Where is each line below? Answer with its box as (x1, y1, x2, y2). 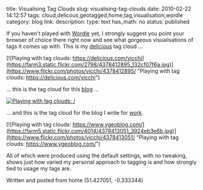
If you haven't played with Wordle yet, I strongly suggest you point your (6, 30, 185, 37)
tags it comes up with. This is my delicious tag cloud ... (6, 42, 144, 50)
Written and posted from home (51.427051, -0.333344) (6, 177, 144, 184)
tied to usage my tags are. (6, 165, 72, 172)
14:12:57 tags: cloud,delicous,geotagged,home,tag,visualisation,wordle (6, 12, 184, 19)
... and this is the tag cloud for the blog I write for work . (6, 109, 144, 116)
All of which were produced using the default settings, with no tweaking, (6, 152, 187, 159)
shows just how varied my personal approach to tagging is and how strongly (6, 158, 197, 166)
